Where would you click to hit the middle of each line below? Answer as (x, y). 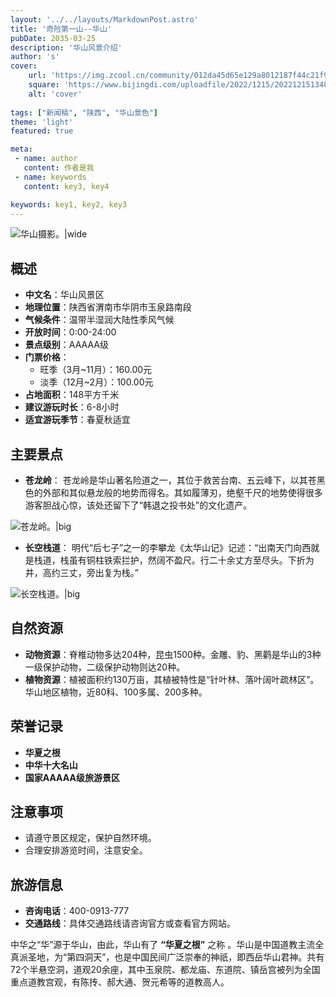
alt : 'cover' (55, 94)
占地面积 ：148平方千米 (72, 395)
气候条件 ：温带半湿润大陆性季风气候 (99, 320)
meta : (21, 149)
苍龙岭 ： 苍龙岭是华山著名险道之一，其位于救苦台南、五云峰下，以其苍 (170, 480)
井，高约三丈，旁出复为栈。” (81, 572)
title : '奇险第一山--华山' (61, 29)
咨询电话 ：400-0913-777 (77, 911)
